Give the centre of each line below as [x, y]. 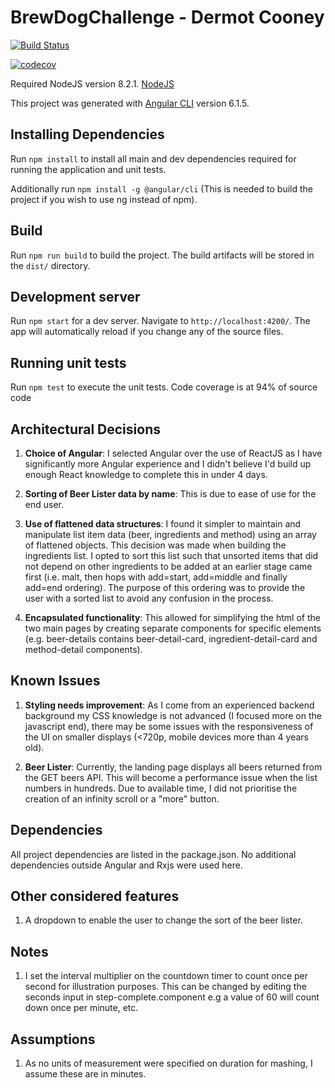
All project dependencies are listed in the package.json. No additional [153, 854]
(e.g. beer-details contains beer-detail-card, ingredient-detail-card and [171, 639]
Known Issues [55, 681]
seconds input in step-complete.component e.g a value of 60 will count [172, 997]
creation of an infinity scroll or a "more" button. [122, 798]
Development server [75, 296]
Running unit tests [68, 362]
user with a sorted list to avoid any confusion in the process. [149, 598]
